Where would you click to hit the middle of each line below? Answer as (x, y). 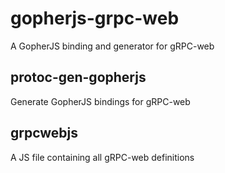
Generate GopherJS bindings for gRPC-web (100, 101)
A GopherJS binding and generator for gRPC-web (112, 46)
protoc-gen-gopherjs (78, 77)
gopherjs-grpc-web (95, 18)
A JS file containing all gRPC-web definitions (102, 157)
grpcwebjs (44, 133)
